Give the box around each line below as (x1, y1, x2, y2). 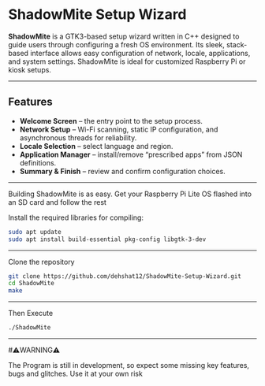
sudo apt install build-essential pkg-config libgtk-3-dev (8, 235, 207, 243)
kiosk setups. (8, 65, 51, 74)
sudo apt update (8, 228, 62, 236)
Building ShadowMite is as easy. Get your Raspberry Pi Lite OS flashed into (8, 189, 252, 199)
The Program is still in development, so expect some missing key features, (8, 361, 250, 369)
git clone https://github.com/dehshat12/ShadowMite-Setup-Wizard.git (8, 272, 242, 280)
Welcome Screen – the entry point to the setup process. (19, 116, 203, 125)
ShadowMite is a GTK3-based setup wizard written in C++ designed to (8, 32, 240, 41)
